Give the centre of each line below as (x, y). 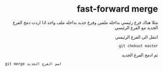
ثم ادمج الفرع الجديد (140, 55)
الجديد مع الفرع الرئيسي (136, 27)
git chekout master (138, 46)
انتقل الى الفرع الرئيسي (137, 37)
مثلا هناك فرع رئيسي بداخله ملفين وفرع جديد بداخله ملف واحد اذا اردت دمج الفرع (85, 22)
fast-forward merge (117, 9)
